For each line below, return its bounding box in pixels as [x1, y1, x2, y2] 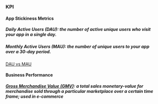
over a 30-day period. [5, 49, 51, 55]
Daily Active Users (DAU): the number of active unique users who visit [5, 27, 151, 32]
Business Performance [5, 72, 53, 78]
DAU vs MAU [5, 61, 32, 67]
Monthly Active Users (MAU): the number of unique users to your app [5, 44, 150, 49]
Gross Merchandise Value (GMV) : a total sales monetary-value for [5, 83, 143, 89]
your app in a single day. [5, 31, 57, 37]
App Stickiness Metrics [5, 15, 54, 21]
